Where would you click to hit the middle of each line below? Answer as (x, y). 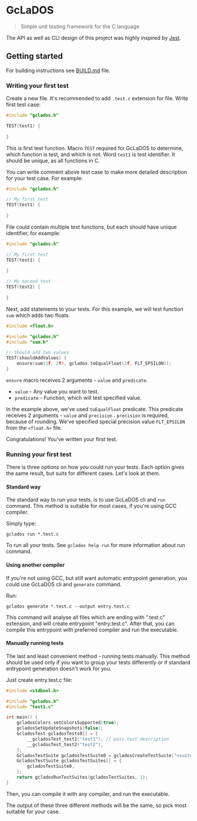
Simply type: (21, 524)
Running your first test (39, 454)
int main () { (22, 717)
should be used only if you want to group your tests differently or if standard (98, 662)
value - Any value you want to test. (57, 391)
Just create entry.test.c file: (39, 680)
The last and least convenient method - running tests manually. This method (98, 656)
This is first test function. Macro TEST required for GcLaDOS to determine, (95, 148)
